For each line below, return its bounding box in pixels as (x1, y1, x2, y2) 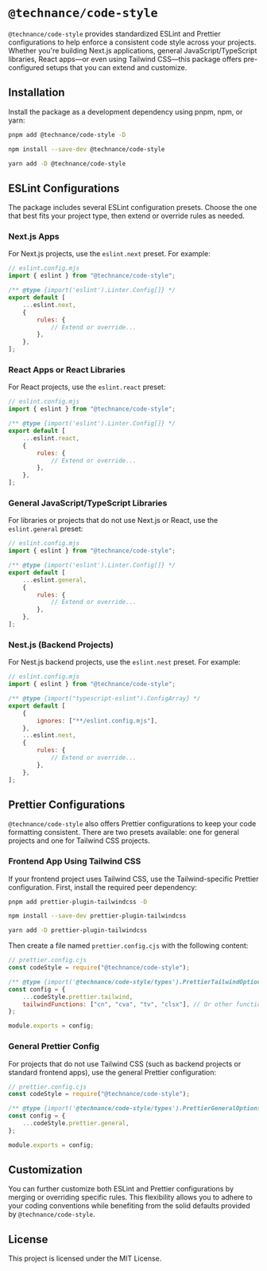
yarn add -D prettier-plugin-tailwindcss (8, 926, 148, 934)
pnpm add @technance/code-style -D (8, 131, 126, 138)
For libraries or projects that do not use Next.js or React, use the (8, 516, 219, 525)
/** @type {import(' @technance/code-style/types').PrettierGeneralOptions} (8, 1105, 265, 1113)
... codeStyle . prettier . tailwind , (22, 992, 133, 1000)
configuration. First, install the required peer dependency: (8, 882, 197, 892)
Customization (8, 1164, 83, 1177)
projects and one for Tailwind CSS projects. (8, 836, 150, 845)
